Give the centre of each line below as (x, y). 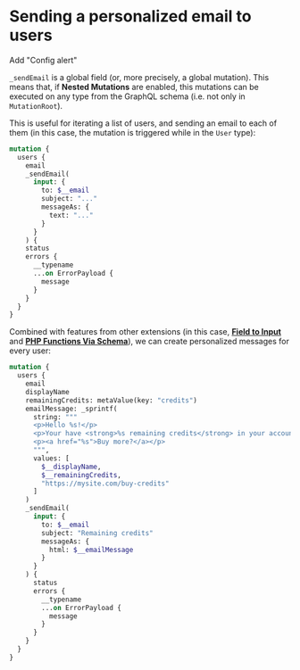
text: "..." (71, 215)
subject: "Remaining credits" (97, 533)
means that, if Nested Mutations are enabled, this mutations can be (134, 87)
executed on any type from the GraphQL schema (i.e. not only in (127, 96)
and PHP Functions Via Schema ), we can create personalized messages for (150, 342)
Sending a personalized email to (130, 17)
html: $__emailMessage (91, 550)
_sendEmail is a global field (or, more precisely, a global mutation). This (139, 77)
